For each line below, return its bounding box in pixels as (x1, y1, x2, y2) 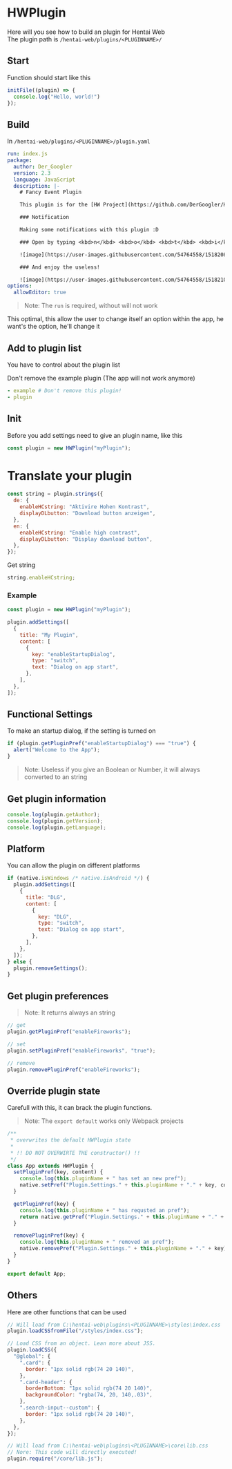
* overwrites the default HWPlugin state (10, 1137, 131, 1144)
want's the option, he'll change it (7, 323, 100, 331)
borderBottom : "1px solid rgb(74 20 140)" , (25, 1385, 153, 1392)
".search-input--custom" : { (19, 1404, 100, 1412)
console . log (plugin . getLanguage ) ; (7, 824, 107, 831)
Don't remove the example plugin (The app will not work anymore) (7, 374, 195, 382)
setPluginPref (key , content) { (13, 1169, 104, 1175)
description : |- (13, 182, 60, 189)
